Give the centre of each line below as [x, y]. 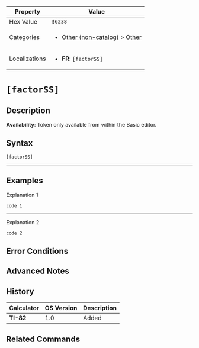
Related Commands [43, 339]
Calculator [24, 308]
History [20, 291]
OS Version [61, 308]
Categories [25, 37]
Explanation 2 [23, 222]
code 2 [14, 233]
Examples [25, 181]
